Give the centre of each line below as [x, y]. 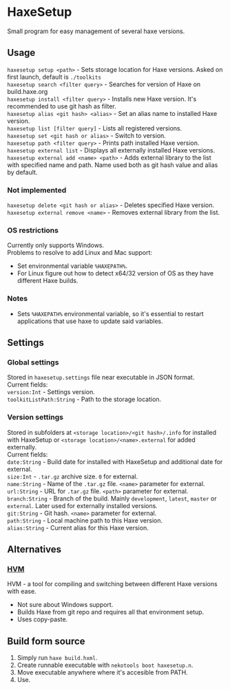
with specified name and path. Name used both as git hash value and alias [113, 165]
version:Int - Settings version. [51, 392]
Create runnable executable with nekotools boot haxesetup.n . [105, 665]
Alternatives [34, 550]
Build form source [46, 641]
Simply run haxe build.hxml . [57, 658]
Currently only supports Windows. [56, 245]
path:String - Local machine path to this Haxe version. [85, 520]
